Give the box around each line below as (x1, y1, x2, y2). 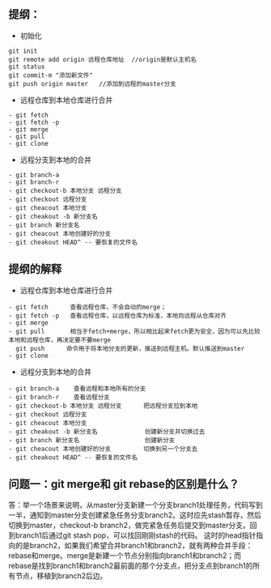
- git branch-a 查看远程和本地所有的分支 (8, 384, 146, 393)
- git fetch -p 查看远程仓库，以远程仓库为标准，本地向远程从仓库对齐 (8, 311, 227, 320)
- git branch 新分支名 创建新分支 (8, 436, 176, 444)
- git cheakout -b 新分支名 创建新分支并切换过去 (8, 428, 205, 436)
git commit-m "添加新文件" (8, 71, 93, 79)
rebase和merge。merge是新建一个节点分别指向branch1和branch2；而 (8, 551, 241, 560)
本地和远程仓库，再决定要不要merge (8, 335, 112, 344)
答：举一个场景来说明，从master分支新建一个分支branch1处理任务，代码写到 (8, 501, 263, 510)
